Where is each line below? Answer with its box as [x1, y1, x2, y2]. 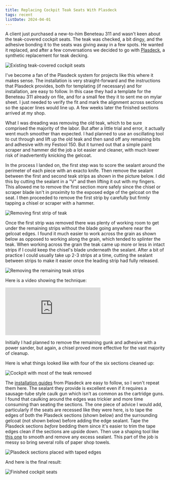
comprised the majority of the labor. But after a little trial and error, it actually [5, 125, 165, 131]
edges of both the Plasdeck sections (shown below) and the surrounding [5, 412, 158, 418]
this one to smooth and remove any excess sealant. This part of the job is [5, 434, 158, 440]
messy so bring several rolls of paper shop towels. [5, 439, 111, 445]
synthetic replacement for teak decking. [5, 52, 89, 59]
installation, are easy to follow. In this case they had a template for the [5, 89, 151, 95]
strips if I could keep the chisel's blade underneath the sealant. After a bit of [5, 247, 164, 253]
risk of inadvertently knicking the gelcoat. [5, 152, 92, 158]
